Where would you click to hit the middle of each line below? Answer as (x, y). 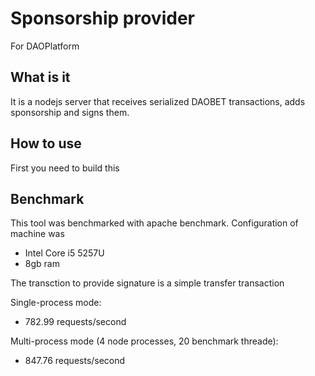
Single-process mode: (56, 303)
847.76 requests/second (75, 361)
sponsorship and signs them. (70, 112)
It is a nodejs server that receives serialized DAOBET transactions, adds (158, 101)
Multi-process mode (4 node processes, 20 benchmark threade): (144, 341)
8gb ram (42, 264)
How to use (46, 143)
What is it (40, 77)
